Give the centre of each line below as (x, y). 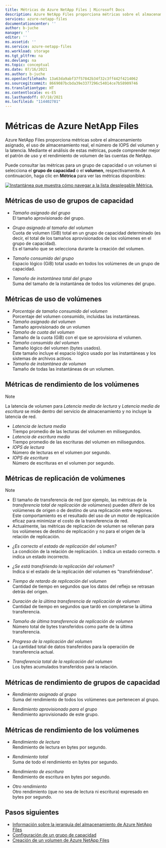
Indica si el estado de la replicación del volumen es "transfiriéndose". (83, 571)
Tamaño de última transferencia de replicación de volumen (73, 621)
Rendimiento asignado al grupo (44, 694)
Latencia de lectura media (39, 426)
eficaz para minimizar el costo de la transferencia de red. (70, 521)
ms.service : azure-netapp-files (38, 47)
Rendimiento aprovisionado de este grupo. (55, 714)
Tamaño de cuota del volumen (43, 332)
